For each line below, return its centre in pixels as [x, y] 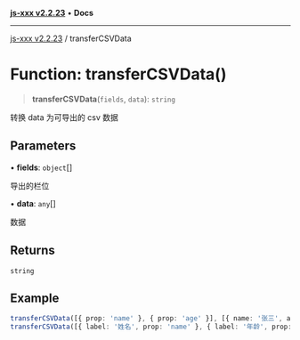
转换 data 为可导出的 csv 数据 [64, 117]
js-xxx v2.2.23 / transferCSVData [71, 38]
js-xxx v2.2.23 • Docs [52, 13]
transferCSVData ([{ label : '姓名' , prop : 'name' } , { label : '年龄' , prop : [151, 327]
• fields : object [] [41, 167]
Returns [33, 251]
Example [35, 298]
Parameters [43, 146]
